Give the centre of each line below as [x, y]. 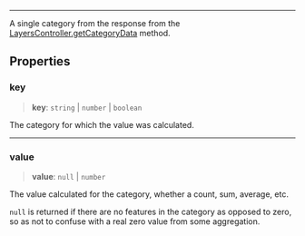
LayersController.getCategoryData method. [90, 33]
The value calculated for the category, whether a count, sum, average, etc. [149, 194]
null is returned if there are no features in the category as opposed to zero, [151, 211]
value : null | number [69, 176]
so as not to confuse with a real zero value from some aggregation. [135, 221]
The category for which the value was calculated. [102, 124]
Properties [40, 61]
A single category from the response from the [95, 23]
